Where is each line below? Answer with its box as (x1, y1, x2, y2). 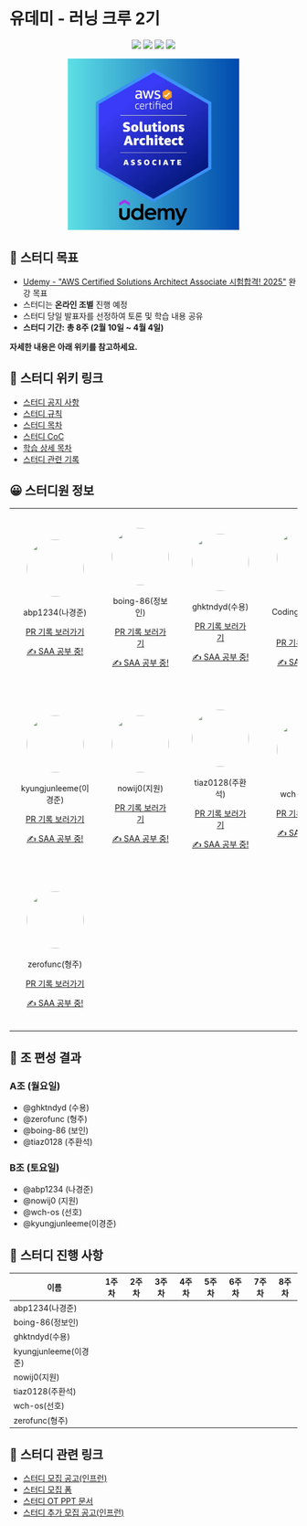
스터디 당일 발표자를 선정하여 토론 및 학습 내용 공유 (22, 310, 204, 321)
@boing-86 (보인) (22, 1125, 90, 1136)
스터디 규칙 (22, 408, 63, 419)
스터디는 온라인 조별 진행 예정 (22, 299, 128, 310)
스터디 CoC (22, 430, 65, 441)
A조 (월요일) (9, 1079, 61, 1092)
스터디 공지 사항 (22, 397, 79, 408)
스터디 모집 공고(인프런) (22, 1472, 108, 1483)
